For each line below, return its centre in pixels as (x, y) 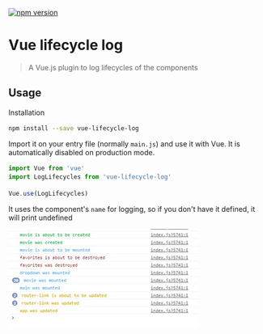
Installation (27, 112)
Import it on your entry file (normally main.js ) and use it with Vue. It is (124, 144)
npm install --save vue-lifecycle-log (74, 128)
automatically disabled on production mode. (82, 152)
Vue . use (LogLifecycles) (49, 194)
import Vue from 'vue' (47, 168)
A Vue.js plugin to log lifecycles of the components (113, 67)
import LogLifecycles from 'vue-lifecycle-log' (90, 177)
